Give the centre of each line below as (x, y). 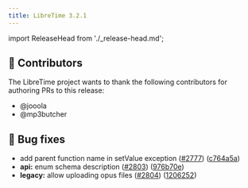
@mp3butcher (43, 114)
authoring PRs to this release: (56, 90)
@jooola (33, 106)
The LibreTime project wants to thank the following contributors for (118, 82)
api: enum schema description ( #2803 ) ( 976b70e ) (102, 167)
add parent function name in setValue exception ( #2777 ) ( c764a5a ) (130, 159)
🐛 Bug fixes (37, 139)
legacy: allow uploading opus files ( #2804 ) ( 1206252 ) (108, 175)
